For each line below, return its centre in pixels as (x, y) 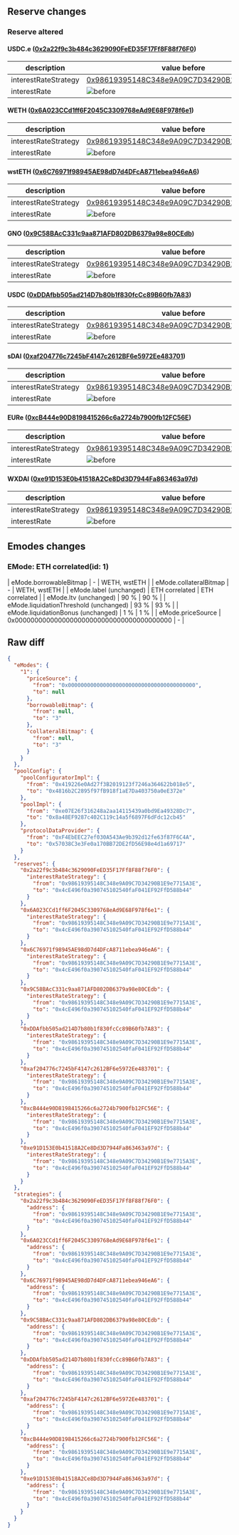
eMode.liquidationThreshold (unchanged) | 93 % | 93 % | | (93, 605)
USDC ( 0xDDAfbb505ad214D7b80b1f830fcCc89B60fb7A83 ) (100, 294)
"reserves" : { (34, 864)
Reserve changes (47, 12)
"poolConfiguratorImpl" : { (60, 778)
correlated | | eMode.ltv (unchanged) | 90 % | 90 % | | (86, 597)
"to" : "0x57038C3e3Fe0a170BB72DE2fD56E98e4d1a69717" (106, 844)
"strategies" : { (38, 1194)
